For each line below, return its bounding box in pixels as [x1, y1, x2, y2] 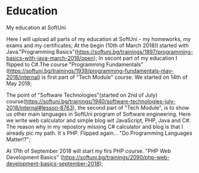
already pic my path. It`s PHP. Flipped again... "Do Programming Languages [6, 129, 192, 137]
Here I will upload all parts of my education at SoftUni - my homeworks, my [6, 35, 191, 42]
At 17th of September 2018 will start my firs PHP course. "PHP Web [6, 147, 172, 155]
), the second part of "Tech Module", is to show [72, 104, 189, 111]
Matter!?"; [6, 135, 31, 143]
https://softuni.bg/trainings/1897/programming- [76, 48, 193, 55]
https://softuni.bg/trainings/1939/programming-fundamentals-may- [8, 67, 174, 74]
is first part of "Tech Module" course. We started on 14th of [41, 73, 188, 81]
